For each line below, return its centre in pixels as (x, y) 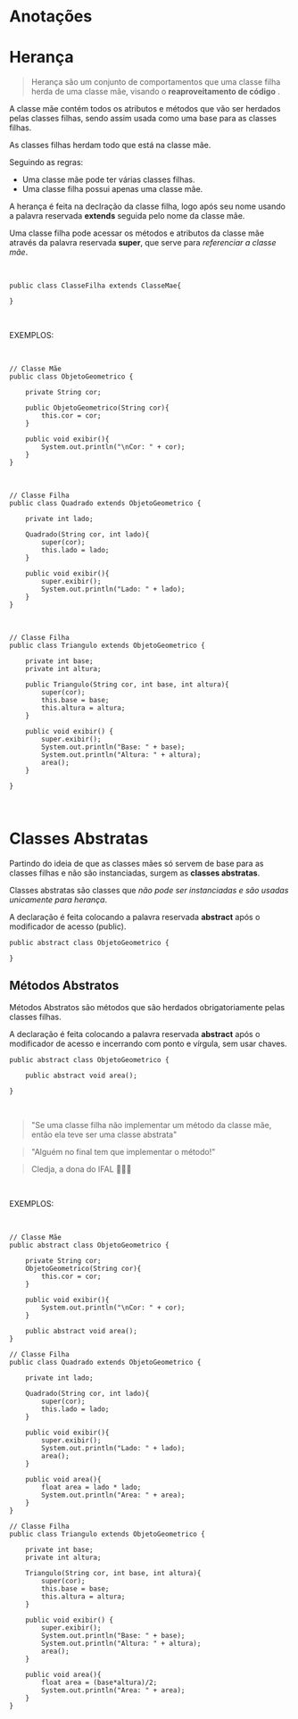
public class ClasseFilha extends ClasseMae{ (95, 286)
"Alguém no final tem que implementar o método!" (123, 1151)
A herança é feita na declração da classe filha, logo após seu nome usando (147, 206)
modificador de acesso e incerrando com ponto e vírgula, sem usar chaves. (148, 1043)
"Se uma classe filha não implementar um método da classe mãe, (151, 1125)
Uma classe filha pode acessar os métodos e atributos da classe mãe (137, 233)
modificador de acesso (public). (68, 926)
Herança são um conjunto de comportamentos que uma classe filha (156, 82)
